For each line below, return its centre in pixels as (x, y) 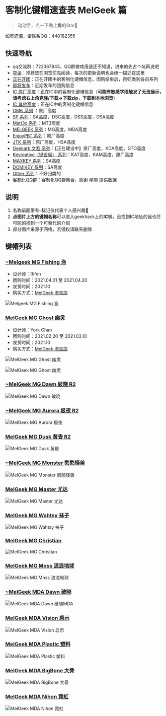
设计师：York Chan (32, 330)
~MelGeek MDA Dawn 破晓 (38, 592)
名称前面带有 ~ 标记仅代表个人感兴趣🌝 (51, 210)
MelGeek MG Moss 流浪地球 (40, 565)
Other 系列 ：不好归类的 (37, 173)
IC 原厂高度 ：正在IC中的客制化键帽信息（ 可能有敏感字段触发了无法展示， (88, 92)
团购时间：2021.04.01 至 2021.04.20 (50, 280)
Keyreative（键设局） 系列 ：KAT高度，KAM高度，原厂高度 (73, 155)
